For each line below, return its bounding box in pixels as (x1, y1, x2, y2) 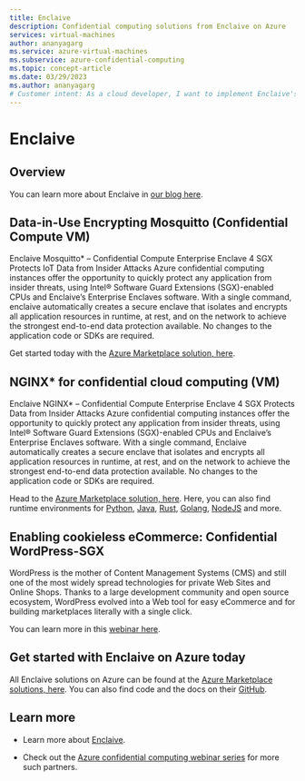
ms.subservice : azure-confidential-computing (9, 55, 184, 64)
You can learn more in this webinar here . (9, 623, 161, 634)
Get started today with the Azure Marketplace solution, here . (9, 348, 236, 359)
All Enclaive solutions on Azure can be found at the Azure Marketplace (9, 674, 273, 685)
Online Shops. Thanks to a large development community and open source (9, 587, 290, 598)
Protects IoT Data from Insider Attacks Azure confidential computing (9, 262, 265, 273)
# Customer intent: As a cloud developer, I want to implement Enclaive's (9, 89, 299, 98)
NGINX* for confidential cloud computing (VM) (9, 374, 280, 390)
